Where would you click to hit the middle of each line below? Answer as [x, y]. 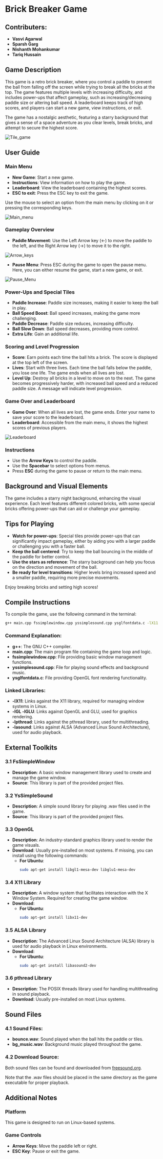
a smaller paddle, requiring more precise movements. [66, 578]
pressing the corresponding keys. [39, 207]
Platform [15, 1111]
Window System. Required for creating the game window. [70, 898]
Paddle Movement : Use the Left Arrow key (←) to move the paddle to [82, 240]
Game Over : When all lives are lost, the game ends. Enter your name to [83, 412]
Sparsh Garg [25, 44]
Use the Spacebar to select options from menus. [61, 466]
